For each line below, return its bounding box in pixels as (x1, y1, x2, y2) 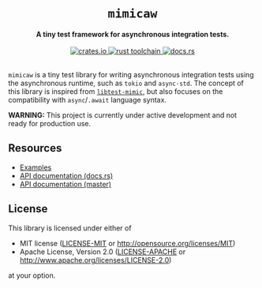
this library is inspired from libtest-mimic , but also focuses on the (8, 86, 223, 96)
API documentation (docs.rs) (19, 170, 114, 180)
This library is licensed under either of (8, 223, 132, 233)
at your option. (8, 271, 56, 280)
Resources (8, 141, 62, 155)
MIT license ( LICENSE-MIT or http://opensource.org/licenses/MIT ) (19, 238, 236, 248)
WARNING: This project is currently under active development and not (8, 110, 238, 120)
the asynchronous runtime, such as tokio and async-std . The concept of (8, 78, 245, 88)
